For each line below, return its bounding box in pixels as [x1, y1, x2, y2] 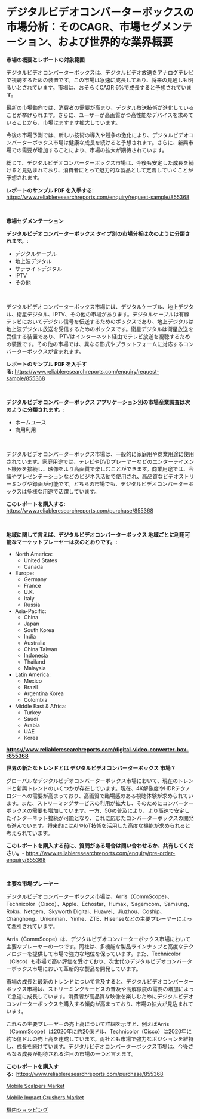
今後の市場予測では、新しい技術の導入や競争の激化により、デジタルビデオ [6, 131, 189, 138]
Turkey [23, 708, 41, 716]
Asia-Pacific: [14, 607, 47, 615]
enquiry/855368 [6, 856, 46, 863]
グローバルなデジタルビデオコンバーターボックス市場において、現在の [6, 777, 179, 784]
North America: [14, 550, 53, 557]
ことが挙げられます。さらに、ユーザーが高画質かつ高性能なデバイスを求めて [6, 111, 194, 118]
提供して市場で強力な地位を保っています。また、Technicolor [32, 950, 181, 957]
